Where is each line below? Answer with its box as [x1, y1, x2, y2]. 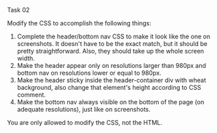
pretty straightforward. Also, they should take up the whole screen [16, 47, 204, 55]
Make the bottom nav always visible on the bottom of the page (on [16, 98, 205, 106]
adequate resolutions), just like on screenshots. [16, 106, 151, 113]
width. [16, 54, 36, 62]
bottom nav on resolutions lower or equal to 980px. [16, 69, 162, 77]
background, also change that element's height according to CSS [16, 84, 201, 91]
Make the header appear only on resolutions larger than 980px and [16, 62, 207, 69]
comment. [16, 90, 46, 99]
